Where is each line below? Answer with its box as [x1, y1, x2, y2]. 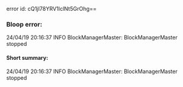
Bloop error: [6, 20, 42, 28]
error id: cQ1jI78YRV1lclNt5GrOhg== [6, 5, 97, 12]
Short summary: [6, 54, 48, 61]
